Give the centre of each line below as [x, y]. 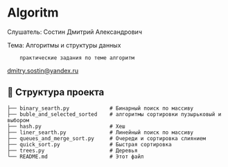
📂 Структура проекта [56, 92]
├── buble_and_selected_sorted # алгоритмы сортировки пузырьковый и [114, 114]
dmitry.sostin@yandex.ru [43, 70]
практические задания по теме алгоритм [77, 58]
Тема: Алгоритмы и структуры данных [64, 45]
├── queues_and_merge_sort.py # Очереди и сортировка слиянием [107, 138]
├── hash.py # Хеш [67, 126]
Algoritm [33, 13]
